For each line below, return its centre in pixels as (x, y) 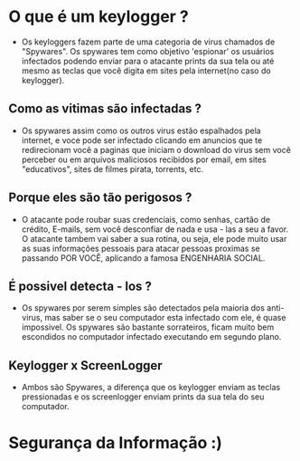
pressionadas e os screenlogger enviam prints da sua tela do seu (143, 397)
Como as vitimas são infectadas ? (105, 109)
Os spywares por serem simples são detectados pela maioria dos (143, 308)
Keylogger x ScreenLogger (85, 365)
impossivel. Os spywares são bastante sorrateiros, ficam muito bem (148, 327)
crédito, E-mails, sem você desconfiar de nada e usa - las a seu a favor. (155, 229)
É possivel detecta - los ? (80, 286)
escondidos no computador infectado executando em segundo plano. (151, 337)
